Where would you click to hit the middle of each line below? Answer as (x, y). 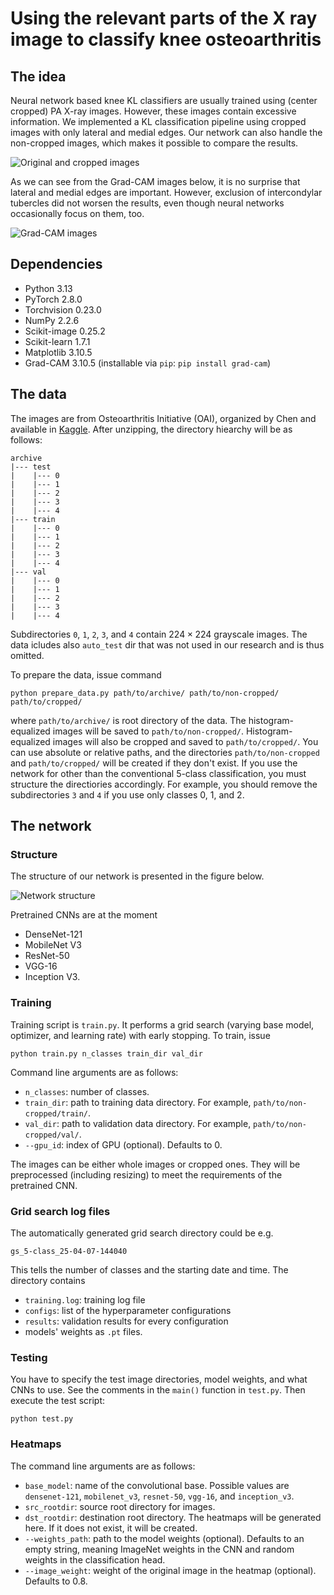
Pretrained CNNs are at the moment (84, 915)
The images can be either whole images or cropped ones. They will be (155, 1164)
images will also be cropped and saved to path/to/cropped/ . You (185, 741)
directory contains (48, 1280)
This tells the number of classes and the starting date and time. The (149, 1269)
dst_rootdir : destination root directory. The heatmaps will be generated (173, 1517)
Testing (29, 1357)
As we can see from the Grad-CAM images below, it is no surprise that (155, 181)
